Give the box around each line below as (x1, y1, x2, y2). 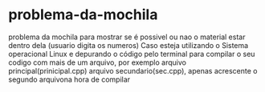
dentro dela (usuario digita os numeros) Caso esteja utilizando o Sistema (8, 40, 249, 50)
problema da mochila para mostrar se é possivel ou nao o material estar (8, 32, 246, 42)
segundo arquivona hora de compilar (8, 74, 131, 84)
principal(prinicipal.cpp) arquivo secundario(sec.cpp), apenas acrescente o (8, 66, 258, 75)
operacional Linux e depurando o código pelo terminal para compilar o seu (8, 49, 255, 58)
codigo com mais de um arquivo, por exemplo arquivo (8, 58, 187, 67)
